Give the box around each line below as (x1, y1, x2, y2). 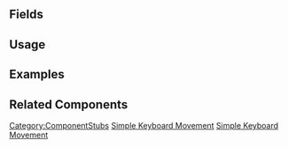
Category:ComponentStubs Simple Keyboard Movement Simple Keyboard (9, 120, 279, 130)
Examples (9, 67, 65, 82)
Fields (9, 7, 44, 22)
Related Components (9, 97, 128, 112)
